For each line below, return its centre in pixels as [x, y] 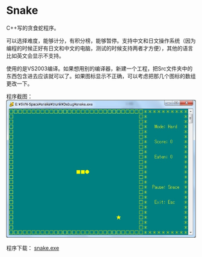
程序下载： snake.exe [33, 248]
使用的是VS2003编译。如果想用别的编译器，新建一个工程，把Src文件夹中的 [99, 68]
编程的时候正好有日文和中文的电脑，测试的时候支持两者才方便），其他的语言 [100, 48]
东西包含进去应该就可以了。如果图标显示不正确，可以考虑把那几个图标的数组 [101, 76]
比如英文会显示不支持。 [35, 55]
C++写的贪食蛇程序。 [33, 28]
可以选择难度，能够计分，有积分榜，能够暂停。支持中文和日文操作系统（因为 [101, 40]
